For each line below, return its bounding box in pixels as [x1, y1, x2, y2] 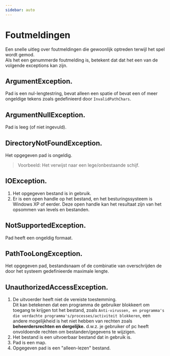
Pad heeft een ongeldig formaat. [5, 235, 73, 241]
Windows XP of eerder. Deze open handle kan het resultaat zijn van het [12, 201, 162, 207]
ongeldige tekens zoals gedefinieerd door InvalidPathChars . [5, 96, 131, 102]
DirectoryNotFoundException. [5, 139, 103, 147]
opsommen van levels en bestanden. [12, 206, 90, 212]
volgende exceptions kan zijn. [5, 62, 67, 69]
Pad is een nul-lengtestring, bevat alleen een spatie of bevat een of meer [5, 90, 158, 96]
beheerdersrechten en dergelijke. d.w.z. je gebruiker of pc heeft [12, 323, 149, 330]
